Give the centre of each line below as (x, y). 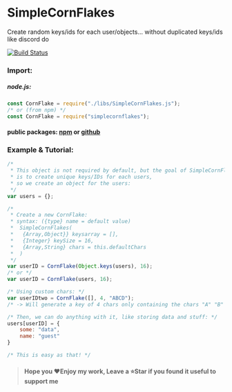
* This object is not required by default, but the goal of (98, 170)
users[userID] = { (33, 323)
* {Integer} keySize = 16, (52, 241)
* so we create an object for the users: (70, 183)
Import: (20, 70)
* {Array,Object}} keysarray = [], (64, 235)
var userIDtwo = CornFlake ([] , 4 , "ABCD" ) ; (71, 298)
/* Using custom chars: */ (46, 292)
